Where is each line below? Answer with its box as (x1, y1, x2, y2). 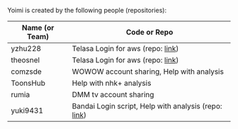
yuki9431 (11, 106, 44, 116)
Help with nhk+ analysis (72, 78, 152, 88)
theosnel (11, 55, 40, 64)
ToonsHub (11, 78, 46, 88)
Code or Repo (126, 28, 174, 37)
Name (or (21, 23, 55, 33)
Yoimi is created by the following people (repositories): (7, 6, 167, 14)
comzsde (11, 67, 42, 77)
